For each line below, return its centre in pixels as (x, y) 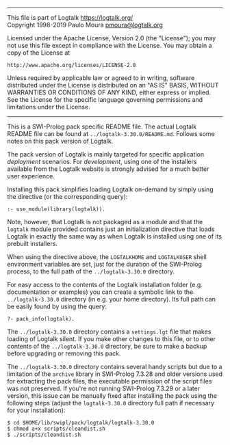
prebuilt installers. (33, 244)
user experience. (31, 176)
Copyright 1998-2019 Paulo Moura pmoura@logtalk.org (85, 25)
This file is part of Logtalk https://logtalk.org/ (70, 17)
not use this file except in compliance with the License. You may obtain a (110, 45)
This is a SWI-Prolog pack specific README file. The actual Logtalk (102, 126)
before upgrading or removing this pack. (64, 353)
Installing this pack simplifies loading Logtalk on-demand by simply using (110, 189)
